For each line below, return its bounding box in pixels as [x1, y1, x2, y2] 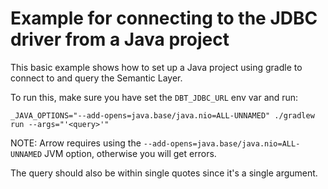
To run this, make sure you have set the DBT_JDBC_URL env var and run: [10, 91, 299, 103]
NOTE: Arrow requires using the [10, 137, 142, 149]
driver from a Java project [10, 28, 230, 51]
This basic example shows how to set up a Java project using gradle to [10, 61, 303, 73]
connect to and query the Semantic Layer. [10, 72, 183, 84]
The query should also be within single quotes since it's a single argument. [10, 167, 318, 179]
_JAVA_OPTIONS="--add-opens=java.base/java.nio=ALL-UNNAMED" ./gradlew [10, 110, 315, 121]
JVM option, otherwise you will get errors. [44, 147, 217, 159]
